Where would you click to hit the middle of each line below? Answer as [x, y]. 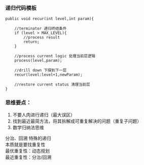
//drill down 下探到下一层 [41, 70]
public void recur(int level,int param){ [50, 19]
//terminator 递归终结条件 [41, 29]
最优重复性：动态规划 [27, 151]
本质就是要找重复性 [25, 144]
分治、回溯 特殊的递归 [28, 138]
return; [31, 42]
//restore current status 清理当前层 [52, 85]
